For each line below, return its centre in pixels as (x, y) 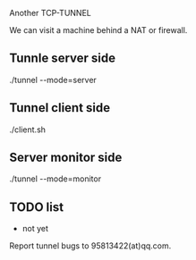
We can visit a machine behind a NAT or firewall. (98, 30)
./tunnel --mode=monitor (55, 179)
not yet (35, 229)
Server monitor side (66, 158)
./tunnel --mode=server (53, 80)
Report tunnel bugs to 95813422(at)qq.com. (90, 246)
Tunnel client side (60, 108)
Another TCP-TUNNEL (50, 13)
